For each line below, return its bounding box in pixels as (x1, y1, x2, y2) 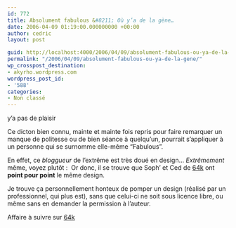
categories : (7, 88, 42, 95)
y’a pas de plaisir (7, 114, 56, 123)
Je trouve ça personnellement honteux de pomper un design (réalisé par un (7, 185, 226, 193)
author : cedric (7, 29, 52, 37)
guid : (7, 49, 23, 56)
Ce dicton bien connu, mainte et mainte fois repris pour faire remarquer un (7, 128, 223, 136)
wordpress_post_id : (7, 75, 65, 82)
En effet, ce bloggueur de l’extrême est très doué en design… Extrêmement (7, 156, 225, 165)
